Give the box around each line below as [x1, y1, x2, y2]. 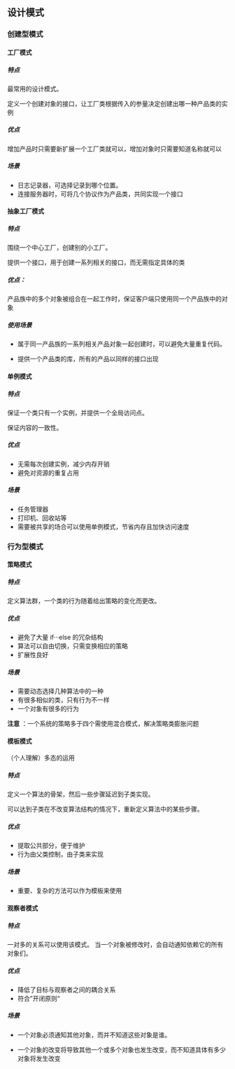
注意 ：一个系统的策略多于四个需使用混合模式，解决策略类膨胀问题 [7, 720, 199, 728]
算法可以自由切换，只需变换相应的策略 [17, 642, 128, 650]
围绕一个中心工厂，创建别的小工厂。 [7, 243, 112, 252]
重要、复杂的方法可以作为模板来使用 [17, 887, 122, 895]
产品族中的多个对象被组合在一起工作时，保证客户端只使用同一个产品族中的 [7, 295, 222, 303]
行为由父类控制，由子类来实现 [17, 850, 104, 859]
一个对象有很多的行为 [17, 704, 79, 713]
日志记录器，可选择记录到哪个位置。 [17, 181, 122, 189]
